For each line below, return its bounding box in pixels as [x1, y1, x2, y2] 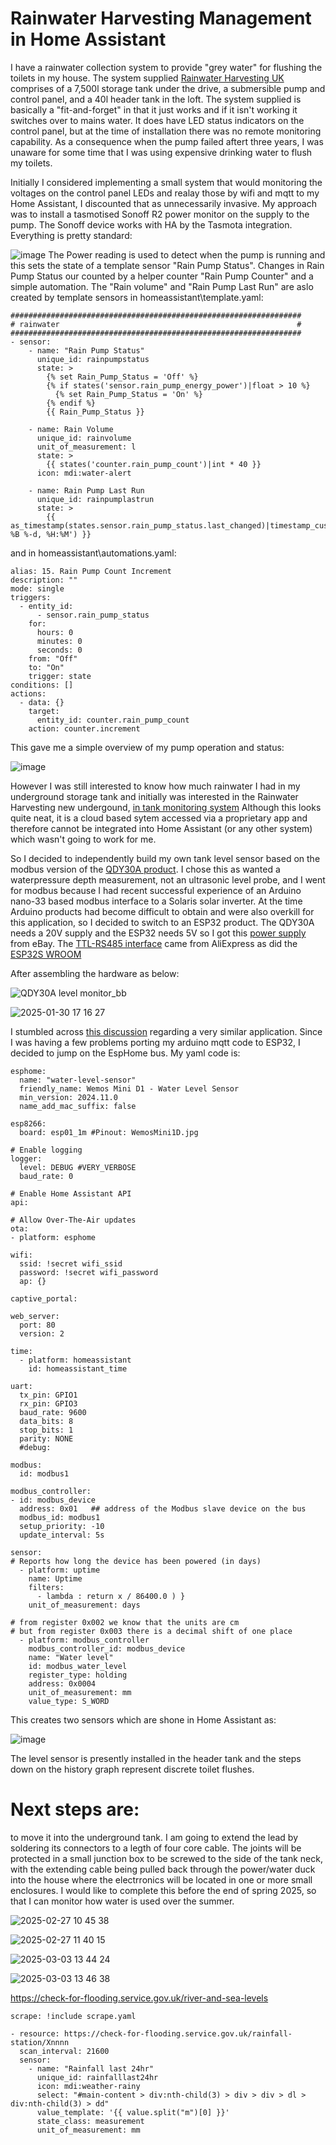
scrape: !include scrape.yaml [10, 2011, 137, 2021]
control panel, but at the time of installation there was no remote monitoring [10, 125, 322, 137]
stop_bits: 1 [19, 1425, 74, 1435]
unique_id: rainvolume [36, 433, 132, 443]
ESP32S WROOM [10, 948, 82, 960]
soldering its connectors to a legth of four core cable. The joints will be [10, 1842, 302, 1854]
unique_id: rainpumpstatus [36, 354, 150, 364]
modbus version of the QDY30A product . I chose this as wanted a [10, 863, 281, 875]
